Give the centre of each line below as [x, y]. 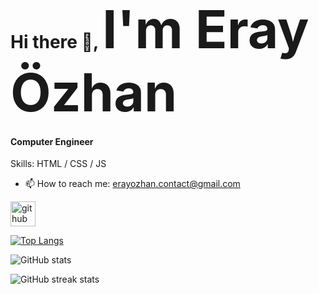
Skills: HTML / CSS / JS [58, 164]
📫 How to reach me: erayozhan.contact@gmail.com [132, 184]
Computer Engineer [52, 141]
